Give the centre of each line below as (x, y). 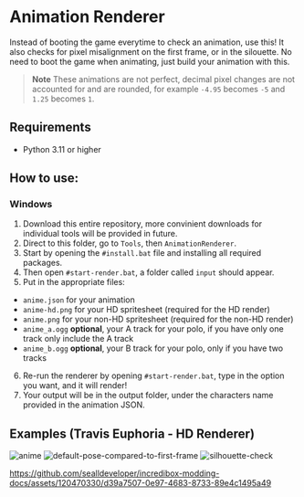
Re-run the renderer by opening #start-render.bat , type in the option (153, 375)
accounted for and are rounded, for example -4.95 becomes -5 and (158, 89)
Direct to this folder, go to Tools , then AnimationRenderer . (130, 243)
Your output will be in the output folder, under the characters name (148, 396)
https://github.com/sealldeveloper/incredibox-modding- (115, 473)
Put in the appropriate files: (73, 282)
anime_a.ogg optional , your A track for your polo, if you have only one (153, 329)
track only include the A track (78, 339)
